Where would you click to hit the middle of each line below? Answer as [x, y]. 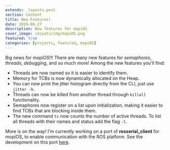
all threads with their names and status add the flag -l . [70, 121]
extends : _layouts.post [30, 10]
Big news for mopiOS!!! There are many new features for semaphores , [78, 57]
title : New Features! [28, 19]
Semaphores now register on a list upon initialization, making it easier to [88, 105]
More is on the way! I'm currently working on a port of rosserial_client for [82, 131]
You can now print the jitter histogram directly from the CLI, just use [83, 83]
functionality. [26, 100]
